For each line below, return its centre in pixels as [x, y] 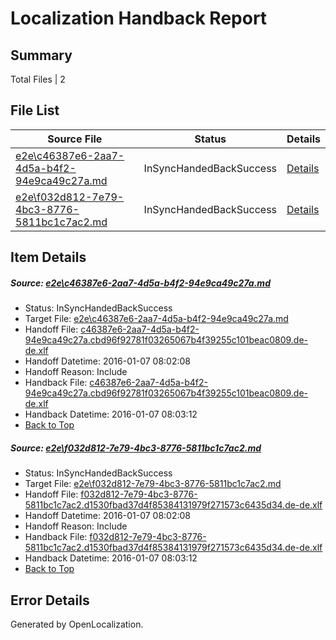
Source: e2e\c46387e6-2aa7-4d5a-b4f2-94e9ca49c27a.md [140, 283]
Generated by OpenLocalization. [77, 624]
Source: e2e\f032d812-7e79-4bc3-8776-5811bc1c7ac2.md [136, 448]
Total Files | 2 [38, 79]
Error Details [50, 600]
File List [35, 110]
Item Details [48, 257]
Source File [75, 139]
